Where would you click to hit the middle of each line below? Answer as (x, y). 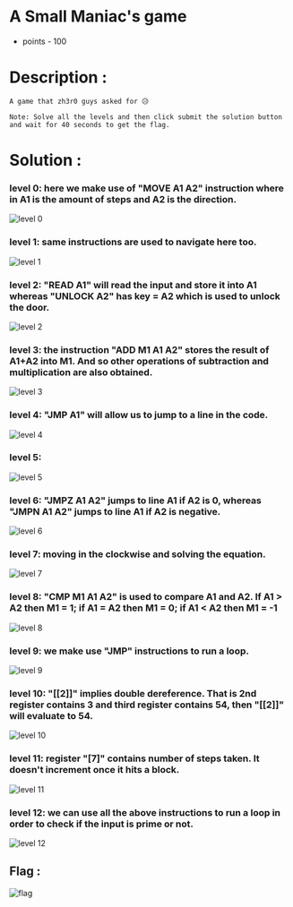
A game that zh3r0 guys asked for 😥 (79, 101)
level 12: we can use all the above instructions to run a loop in (145, 812)
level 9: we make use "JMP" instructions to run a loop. (129, 651)
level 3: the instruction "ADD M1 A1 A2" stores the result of (139, 349)
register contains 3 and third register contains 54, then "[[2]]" (147, 705)
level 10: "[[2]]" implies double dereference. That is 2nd (133, 693)
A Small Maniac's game (98, 17)
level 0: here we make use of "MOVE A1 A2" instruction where (147, 188)
